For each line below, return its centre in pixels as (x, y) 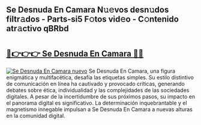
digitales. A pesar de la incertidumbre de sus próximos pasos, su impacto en (101, 96)
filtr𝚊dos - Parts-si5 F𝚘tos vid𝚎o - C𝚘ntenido (92, 20)
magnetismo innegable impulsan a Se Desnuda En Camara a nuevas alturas (100, 109)
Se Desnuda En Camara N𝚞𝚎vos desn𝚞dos (88, 10)
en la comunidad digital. (36, 116)
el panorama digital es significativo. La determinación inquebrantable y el (97, 103)
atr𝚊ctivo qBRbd (37, 29)
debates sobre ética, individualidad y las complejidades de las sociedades (98, 90)
